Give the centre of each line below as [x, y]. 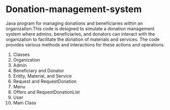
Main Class [25, 102]
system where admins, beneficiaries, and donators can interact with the [80, 34]
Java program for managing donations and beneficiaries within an [74, 23]
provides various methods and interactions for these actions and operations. [85, 44]
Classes [21, 54]
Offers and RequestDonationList [46, 92]
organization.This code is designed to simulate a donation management [80, 28]
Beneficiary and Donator [39, 70]
